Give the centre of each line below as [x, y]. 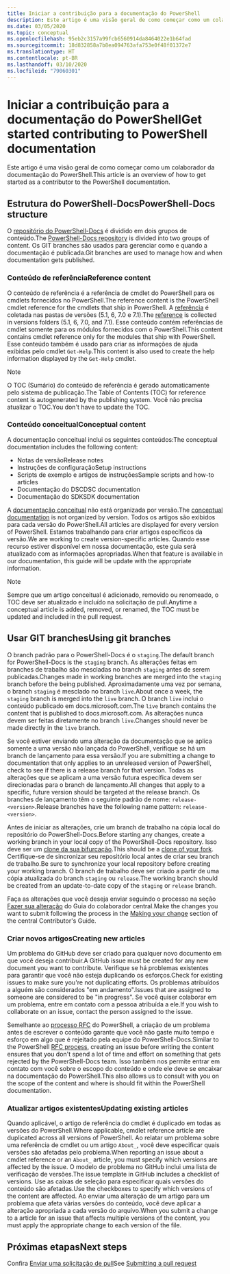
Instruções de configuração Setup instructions [82, 467]
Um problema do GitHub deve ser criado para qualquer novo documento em [115, 953]
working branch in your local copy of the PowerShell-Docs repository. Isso [112, 842]
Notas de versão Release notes [60, 460]
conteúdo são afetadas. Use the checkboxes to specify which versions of [110, 1189]
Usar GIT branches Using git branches [89, 638]
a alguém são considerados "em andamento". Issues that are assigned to [109, 989]
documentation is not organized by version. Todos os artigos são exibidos [111, 517]
